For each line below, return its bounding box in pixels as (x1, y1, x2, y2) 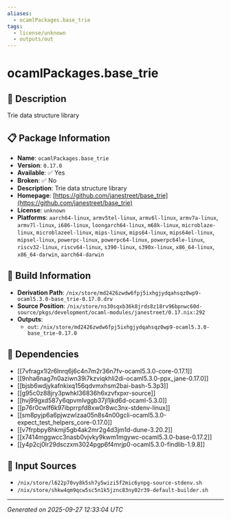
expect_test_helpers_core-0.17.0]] (16, 418, 112, 427)
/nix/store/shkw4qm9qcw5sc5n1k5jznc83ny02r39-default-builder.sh (16, 487, 208, 494)
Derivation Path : (16, 288, 65, 297)
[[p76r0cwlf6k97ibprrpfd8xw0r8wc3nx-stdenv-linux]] (16, 403, 170, 411)
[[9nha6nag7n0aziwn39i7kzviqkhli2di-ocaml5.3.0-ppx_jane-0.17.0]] (16, 374, 209, 382)
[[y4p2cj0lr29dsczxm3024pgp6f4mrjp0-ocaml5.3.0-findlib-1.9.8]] (16, 440, 205, 449)
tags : (7, 23, 23, 30)
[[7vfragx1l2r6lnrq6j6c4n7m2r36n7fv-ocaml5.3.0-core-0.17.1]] (16, 366, 192, 375)
